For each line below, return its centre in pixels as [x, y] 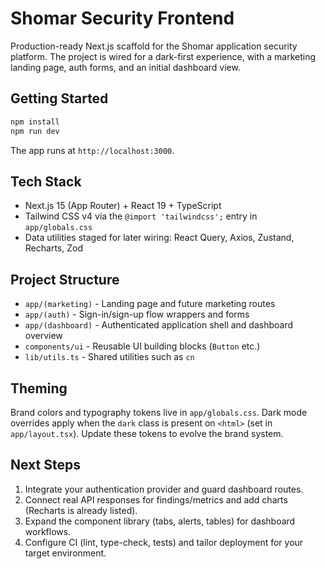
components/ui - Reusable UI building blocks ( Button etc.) [142, 346]
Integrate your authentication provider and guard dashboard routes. [164, 489]
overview [43, 336]
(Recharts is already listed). [81, 510]
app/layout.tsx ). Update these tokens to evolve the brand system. [147, 433]
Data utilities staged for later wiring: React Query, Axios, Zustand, [159, 238]
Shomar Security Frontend [122, 18]
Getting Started [59, 98]
